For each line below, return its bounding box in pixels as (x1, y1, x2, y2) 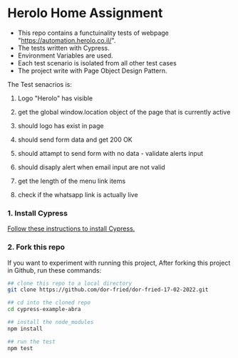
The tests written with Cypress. (17, 43, 110, 52)
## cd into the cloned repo (7, 299, 91, 307)
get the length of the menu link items (17, 177, 126, 185)
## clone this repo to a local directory (7, 280, 133, 287)
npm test (7, 344, 33, 352)
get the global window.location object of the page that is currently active (17, 107, 231, 116)
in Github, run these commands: (7, 265, 102, 275)
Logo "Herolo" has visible (17, 94, 93, 102)
